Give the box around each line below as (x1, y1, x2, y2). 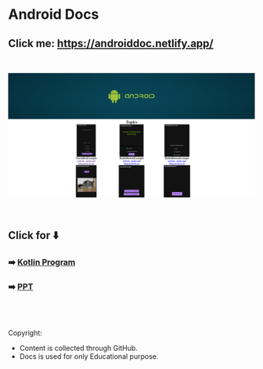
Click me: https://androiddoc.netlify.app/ (8, 37, 214, 50)
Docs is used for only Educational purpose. (19, 352, 159, 361)
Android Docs (8, 5, 99, 24)
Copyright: (8, 328, 43, 338)
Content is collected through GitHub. (19, 343, 139, 353)
